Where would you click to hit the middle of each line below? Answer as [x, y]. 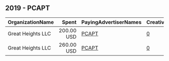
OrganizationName [31, 22]
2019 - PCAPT [28, 8]
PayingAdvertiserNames [111, 22]
